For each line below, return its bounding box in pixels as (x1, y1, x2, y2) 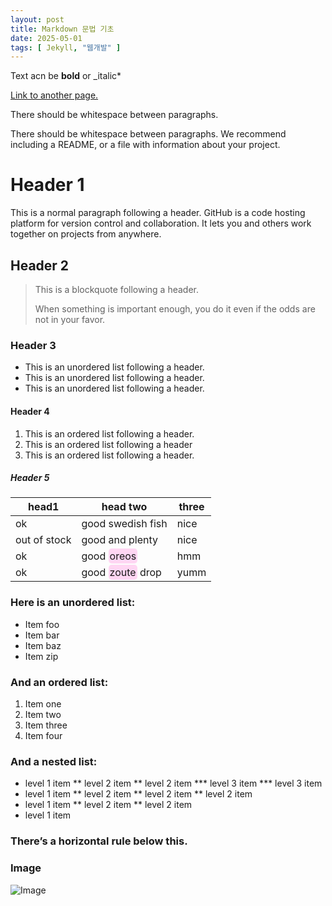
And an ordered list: (10, 675, 109, 689)
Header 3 (10, 338, 57, 352)
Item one (24, 698, 62, 710)
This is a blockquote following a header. (34, 284, 199, 295)
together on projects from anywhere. (10, 228, 162, 240)
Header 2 (10, 257, 70, 274)
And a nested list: (10, 754, 98, 768)
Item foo (24, 618, 60, 630)
